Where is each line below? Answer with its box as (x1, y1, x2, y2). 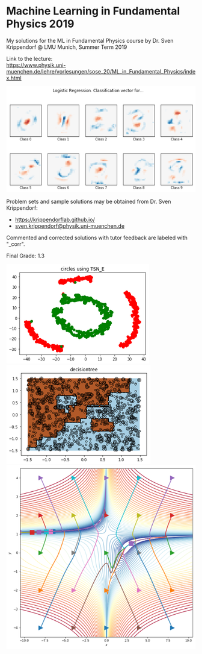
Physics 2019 (6, 17, 75, 31)
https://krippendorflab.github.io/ (14, 216, 95, 224)
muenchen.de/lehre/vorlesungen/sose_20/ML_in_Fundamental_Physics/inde (6, 68, 196, 75)
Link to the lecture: (6, 55, 53, 62)
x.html (6, 74, 22, 81)
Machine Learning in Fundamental (6, 4, 180, 18)
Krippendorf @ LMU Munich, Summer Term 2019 (6, 43, 127, 51)
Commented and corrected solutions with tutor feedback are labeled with (6, 234, 188, 242)
